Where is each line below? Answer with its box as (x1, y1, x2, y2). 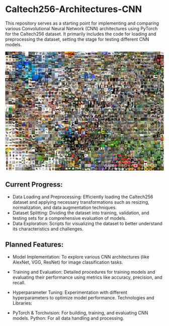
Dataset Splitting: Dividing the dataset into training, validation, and (12, 210, 149, 216)
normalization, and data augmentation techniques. (12, 204, 117, 210)
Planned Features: (5, 240, 64, 249)
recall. (12, 279, 26, 285)
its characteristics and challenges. (12, 225, 84, 232)
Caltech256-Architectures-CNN (5, 4, 142, 15)
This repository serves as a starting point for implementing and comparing (5, 20, 159, 26)
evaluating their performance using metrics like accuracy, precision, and (12, 274, 162, 280)
